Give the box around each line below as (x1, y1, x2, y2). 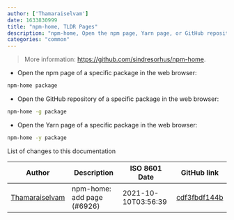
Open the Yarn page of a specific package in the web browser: (17, 120, 198, 129)
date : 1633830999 (7, 17, 58, 24)
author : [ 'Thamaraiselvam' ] (7, 10, 89, 17)
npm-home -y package (7, 134, 68, 141)
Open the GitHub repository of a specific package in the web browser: (17, 95, 219, 103)
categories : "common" (7, 36, 70, 43)
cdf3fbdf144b (176, 192, 224, 202)
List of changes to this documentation (7, 147, 116, 155)
